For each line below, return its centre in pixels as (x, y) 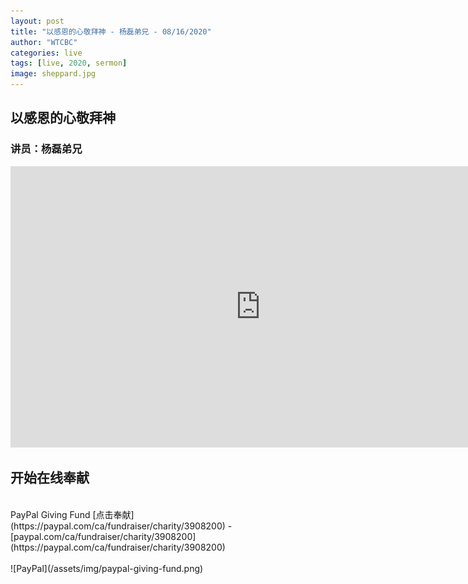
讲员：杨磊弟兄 (46, 149)
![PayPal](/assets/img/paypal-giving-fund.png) (107, 568)
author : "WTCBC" (44, 42)
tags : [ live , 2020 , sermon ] (69, 63)
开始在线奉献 (50, 478)
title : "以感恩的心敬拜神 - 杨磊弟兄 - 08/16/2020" (111, 31)
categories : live (46, 53)
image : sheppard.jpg (53, 74)
